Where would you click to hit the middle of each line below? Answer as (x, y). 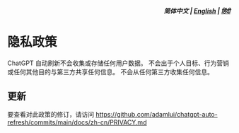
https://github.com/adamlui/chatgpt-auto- (156, 115)
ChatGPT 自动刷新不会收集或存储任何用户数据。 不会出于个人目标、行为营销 (118, 63)
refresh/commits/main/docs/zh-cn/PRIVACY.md (77, 122)
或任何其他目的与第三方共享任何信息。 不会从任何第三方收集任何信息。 (110, 71)
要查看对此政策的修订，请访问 (51, 115)
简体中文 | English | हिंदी (197, 11)
